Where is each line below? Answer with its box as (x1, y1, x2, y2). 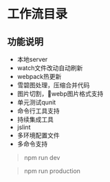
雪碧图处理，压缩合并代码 (16, 81, 90, 89)
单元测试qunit (16, 98, 56, 106)
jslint (16, 123, 31, 131)
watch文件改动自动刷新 (16, 64, 83, 72)
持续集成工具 (16, 115, 54, 124)
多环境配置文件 (16, 131, 60, 139)
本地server (16, 56, 48, 63)
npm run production (23, 167, 81, 175)
